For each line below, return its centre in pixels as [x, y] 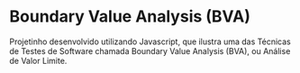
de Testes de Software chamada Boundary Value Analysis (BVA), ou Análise [150, 50]
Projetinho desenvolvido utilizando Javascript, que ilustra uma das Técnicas [150, 41]
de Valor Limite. [38, 60]
